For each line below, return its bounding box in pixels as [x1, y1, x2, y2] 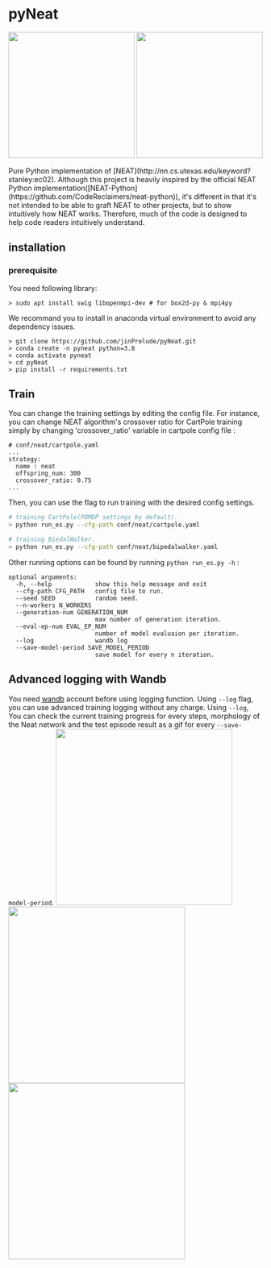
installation [8, 241, 66, 255]
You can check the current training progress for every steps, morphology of [8, 711, 261, 721]
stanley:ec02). [8, 174, 56, 184]
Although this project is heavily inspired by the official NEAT [57, 174, 256, 184]
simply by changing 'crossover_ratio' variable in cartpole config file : [8, 426, 236, 435]
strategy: [8, 455, 42, 464]
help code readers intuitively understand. [8, 217, 145, 227]
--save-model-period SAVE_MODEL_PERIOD [15, 643, 150, 651]
